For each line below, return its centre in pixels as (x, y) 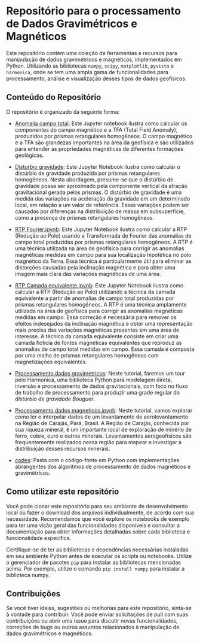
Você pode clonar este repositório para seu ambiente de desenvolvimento (97, 506)
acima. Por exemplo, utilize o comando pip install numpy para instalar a (96, 568)
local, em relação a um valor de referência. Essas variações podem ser (102, 205)
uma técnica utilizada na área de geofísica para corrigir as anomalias (99, 248)
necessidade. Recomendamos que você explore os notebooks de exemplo (98, 518)
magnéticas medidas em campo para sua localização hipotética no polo (103, 254)
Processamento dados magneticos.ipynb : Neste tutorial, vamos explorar (104, 410)
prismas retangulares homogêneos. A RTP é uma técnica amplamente (101, 304)
